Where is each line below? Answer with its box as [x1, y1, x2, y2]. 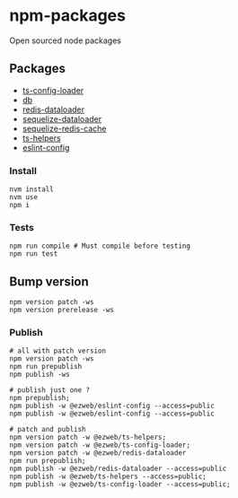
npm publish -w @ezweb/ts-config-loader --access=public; [9, 480, 231, 489]
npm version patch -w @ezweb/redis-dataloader [9, 449, 187, 458]
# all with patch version [9, 346, 106, 355]
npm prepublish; [9, 394, 70, 403]
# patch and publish [9, 425, 87, 434]
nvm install [9, 185, 54, 194]
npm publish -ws [9, 370, 70, 380]
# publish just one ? [9, 386, 91, 395]
